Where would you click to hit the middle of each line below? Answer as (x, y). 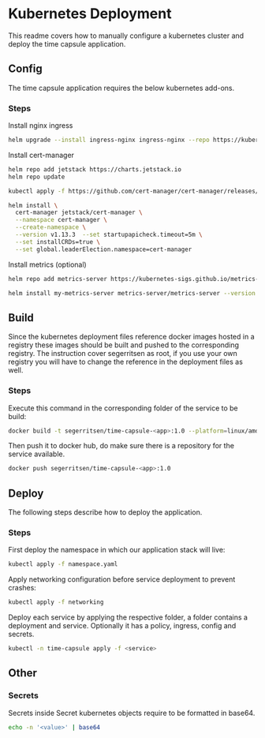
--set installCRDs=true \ (58, 242)
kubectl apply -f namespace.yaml (63, 564)
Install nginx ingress (41, 125)
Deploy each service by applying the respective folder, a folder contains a (128, 617)
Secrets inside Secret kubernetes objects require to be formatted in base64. (132, 713)
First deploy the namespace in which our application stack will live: (117, 550)
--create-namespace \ (51, 227)
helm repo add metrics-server (58, 279)
